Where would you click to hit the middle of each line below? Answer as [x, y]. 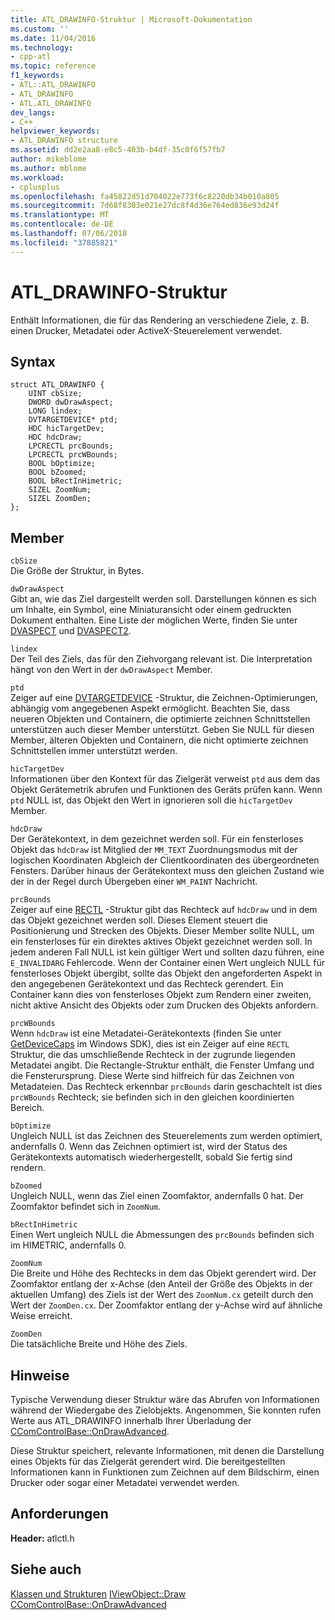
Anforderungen [59, 1514]
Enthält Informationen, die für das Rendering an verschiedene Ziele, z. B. [160, 320]
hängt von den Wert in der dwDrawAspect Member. [111, 670]
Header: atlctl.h [42, 1538]
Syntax [33, 361]
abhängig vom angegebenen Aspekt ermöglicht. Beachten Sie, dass [150, 708]
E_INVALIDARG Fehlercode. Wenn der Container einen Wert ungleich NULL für [167, 963]
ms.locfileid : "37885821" [64, 242]
